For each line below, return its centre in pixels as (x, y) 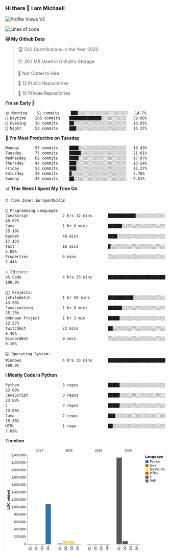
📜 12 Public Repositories (43, 83)
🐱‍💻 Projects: (19, 293)
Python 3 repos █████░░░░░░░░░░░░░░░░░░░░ (86, 385)
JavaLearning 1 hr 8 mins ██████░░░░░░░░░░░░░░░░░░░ (86, 308)
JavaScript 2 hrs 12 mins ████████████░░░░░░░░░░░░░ (86, 216)
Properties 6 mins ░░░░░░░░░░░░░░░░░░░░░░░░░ (86, 257)
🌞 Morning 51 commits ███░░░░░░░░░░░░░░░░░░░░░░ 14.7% (76, 113)
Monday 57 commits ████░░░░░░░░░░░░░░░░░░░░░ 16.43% (76, 148)
